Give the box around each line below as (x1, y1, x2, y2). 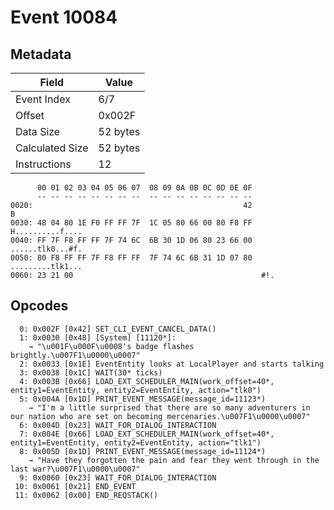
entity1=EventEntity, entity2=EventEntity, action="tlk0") (10, 385, 262, 395)
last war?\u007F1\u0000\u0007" (10, 464, 141, 474)
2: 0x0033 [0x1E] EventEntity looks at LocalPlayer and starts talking (19, 359, 325, 369)
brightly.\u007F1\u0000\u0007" (10, 350, 141, 360)
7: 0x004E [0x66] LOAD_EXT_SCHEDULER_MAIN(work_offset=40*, (19, 429, 275, 439)
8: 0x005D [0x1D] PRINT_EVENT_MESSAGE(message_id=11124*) (19, 446, 267, 456)
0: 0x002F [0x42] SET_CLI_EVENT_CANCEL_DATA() (19, 324, 217, 334)
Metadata (10, 46, 72, 63)
